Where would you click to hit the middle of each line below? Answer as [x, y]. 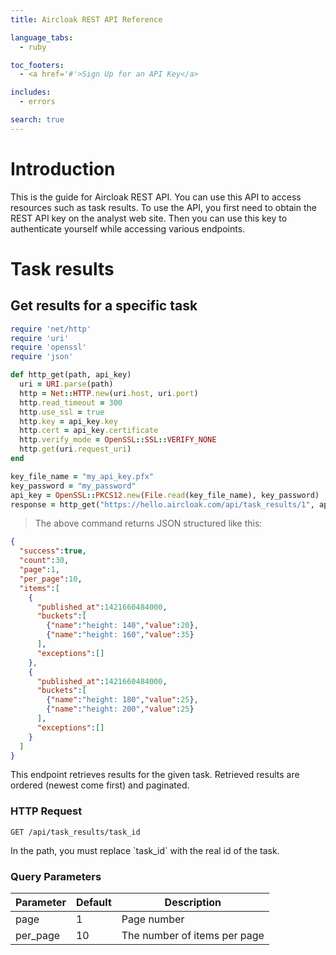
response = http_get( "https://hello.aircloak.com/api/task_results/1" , [162, 504]
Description [193, 903]
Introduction [63, 168]
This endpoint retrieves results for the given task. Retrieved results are [155, 775]
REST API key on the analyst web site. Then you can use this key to [149, 218]
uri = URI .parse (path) [66, 384]
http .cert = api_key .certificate [89, 431]
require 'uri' [40, 338]
